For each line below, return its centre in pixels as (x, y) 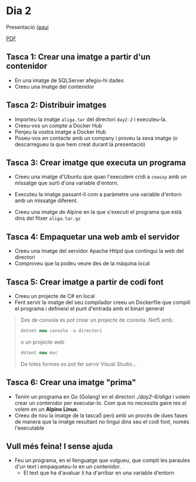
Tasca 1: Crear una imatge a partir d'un (78, 57)
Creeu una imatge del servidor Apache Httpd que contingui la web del (99, 251)
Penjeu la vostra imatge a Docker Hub (60, 132)
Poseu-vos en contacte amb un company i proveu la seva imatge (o (96, 138)
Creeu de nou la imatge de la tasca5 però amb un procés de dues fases (101, 415)
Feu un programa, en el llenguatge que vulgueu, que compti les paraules (102, 460)
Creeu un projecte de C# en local (55, 296)
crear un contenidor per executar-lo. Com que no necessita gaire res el (100, 403)
